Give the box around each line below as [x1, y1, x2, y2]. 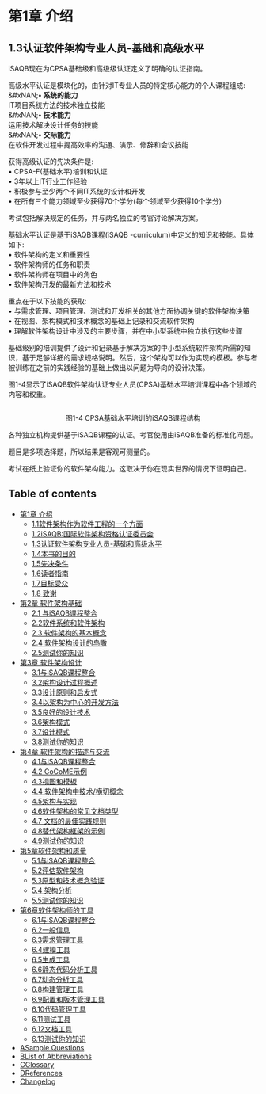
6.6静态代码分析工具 [31, 964, 98, 974]
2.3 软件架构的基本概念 [31, 627, 107, 638]
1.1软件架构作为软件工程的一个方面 [31, 519, 143, 528]
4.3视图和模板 [31, 776, 78, 786]
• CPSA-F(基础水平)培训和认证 [8, 167, 108, 176]
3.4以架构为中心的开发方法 [31, 697, 120, 707]
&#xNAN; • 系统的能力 [8, 90, 78, 100]
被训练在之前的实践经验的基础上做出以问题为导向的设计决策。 [8, 363, 210, 372]
